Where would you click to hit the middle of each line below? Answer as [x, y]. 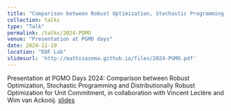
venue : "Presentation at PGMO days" [60, 39]
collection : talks [34, 20]
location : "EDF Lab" [37, 52]
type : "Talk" [26, 26]
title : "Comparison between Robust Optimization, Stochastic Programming [116, 13]
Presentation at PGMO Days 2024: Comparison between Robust [99, 78]
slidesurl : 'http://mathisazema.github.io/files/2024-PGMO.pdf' [102, 59]
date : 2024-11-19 [32, 46]
